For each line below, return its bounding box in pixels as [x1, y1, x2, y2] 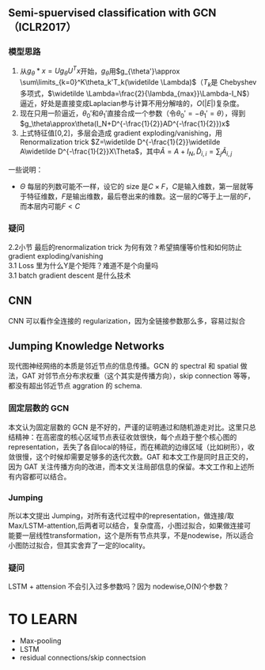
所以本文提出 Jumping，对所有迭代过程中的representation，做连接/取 [8, 511, 235, 520]
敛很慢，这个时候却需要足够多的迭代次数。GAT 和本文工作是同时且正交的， [8, 452, 253, 461]
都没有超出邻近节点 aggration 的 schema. [8, 381, 142, 391]
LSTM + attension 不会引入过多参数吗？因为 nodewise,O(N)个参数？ [8, 581, 229, 592]
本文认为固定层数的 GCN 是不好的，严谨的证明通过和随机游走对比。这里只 [8, 422, 250, 432]
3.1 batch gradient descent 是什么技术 [8, 271, 131, 280]
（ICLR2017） [8, 21, 77, 34]
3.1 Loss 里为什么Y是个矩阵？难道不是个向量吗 [8, 260, 159, 270]
